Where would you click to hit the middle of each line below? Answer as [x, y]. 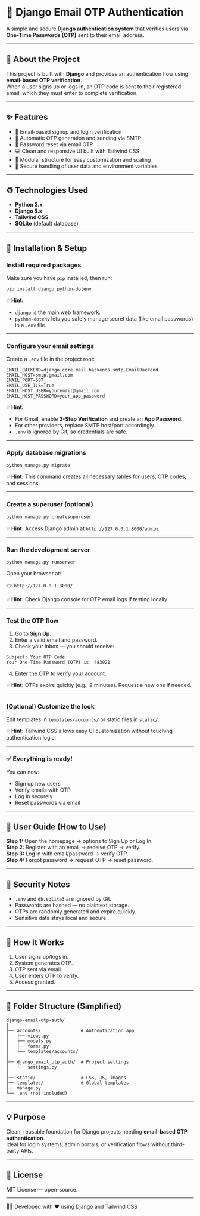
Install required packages [44, 265]
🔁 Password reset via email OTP [54, 144]
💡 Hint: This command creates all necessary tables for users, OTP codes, [96, 476]
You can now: [23, 772]
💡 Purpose [26, 1117]
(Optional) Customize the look [51, 706]
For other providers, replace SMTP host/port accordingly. [85, 426]
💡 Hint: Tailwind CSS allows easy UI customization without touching [89, 731]
